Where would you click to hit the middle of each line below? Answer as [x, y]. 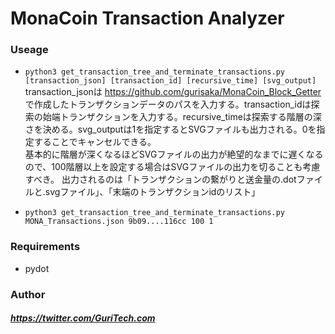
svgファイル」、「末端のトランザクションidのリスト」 [152, 192]
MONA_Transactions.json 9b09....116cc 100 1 [119, 222]
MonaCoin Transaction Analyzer [147, 18]
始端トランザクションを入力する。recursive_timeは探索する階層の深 [182, 117]
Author [28, 294]
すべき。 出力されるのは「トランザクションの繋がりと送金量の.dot [160, 179]
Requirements [45, 247]
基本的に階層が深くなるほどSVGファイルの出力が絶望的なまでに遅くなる [174, 154]
